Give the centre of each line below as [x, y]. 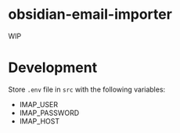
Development [53, 68]
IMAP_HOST [40, 121]
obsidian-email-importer [90, 14]
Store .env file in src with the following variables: [87, 89]
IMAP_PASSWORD [49, 113]
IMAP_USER [39, 104]
